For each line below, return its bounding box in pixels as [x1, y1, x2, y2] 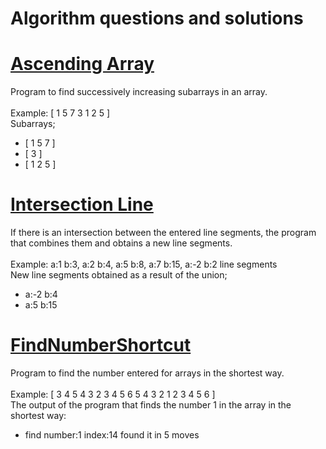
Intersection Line [10, 193, 154, 216]
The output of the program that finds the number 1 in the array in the [10, 399, 292, 411]
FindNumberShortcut [10, 334, 192, 357]
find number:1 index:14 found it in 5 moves [24, 429, 200, 441]
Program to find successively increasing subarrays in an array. [10, 86, 268, 98]
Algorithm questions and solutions [10, 7, 304, 30]
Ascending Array [10, 53, 155, 76]
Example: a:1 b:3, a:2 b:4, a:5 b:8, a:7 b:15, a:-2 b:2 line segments [10, 258, 278, 271]
